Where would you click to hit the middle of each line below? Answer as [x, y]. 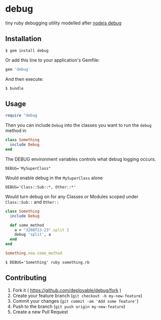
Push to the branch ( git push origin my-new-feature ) [69, 306]
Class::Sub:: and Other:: [32, 202]
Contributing [26, 278]
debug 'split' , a [33, 235]
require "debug [21, 116]
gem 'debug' [18, 69]
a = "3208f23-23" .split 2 [42, 230]
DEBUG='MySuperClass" [28, 168]
